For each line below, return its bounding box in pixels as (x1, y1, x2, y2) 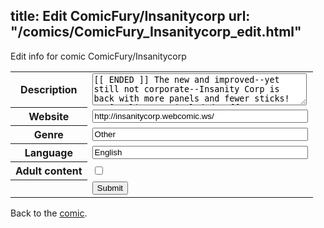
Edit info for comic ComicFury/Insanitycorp (10, 50, 187, 62)
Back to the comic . (10, 207, 88, 219)
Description (20, 83, 78, 97)
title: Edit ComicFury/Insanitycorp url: (10, 8, 251, 25)
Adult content (15, 164, 83, 178)
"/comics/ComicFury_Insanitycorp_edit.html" (10, 24, 302, 41)
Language (24, 146, 73, 160)
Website (28, 110, 70, 124)
